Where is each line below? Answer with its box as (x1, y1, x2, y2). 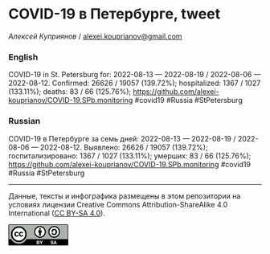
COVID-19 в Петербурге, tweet (8, 5, 221, 23)
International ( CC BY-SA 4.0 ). (8, 208, 106, 218)
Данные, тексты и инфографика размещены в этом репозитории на (8, 190, 241, 201)
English (8, 51, 39, 63)
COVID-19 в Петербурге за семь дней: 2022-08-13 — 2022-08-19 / (8, 133, 236, 143)
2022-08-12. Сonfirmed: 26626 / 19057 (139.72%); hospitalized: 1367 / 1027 (8, 78, 261, 88)
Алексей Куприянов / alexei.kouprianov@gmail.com (8, 31, 182, 41)
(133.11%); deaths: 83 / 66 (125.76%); (8, 87, 132, 96)
